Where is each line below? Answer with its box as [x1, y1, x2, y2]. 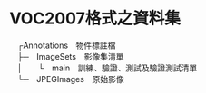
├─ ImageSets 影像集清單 [16, 51, 124, 61]
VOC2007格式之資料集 [9, 8, 181, 29]
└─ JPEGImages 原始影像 [16, 73, 124, 84]
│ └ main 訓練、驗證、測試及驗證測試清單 [16, 62, 198, 73]
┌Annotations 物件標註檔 [16, 40, 116, 51]
